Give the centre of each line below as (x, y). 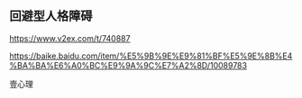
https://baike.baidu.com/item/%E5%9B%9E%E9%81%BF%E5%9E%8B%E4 (151, 56)
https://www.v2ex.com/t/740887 (70, 38)
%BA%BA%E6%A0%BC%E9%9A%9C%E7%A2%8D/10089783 (128, 65)
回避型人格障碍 (51, 16)
